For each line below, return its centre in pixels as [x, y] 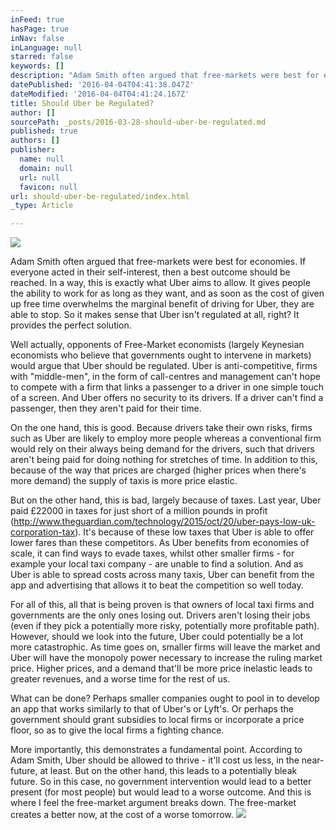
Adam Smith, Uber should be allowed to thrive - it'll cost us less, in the [155, 760]
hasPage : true [40, 29]
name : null [42, 159]
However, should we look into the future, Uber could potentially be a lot [157, 637]
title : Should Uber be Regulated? [82, 103]
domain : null [46, 168]
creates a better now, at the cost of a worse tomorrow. [122, 815]
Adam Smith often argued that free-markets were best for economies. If [158, 262]
